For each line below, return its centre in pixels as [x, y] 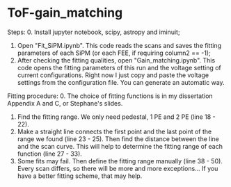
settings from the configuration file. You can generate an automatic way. [121, 82]
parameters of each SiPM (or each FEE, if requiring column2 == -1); [114, 53]
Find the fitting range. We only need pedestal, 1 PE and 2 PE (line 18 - [116, 117]
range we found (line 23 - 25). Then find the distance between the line [118, 139]
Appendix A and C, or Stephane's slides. [65, 103]
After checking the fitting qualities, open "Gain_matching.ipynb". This [116, 60]
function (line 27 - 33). [49, 154]
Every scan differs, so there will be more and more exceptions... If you [118, 168]
